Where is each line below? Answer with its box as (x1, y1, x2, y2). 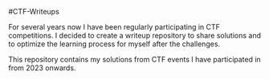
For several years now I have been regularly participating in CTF (8, 22, 221, 31)
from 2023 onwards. (8, 63, 76, 73)
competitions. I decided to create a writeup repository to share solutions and (8, 31, 262, 40)
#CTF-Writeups (8, 7, 60, 16)
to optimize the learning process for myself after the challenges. (8, 39, 221, 49)
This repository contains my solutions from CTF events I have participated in (8, 55, 261, 64)
